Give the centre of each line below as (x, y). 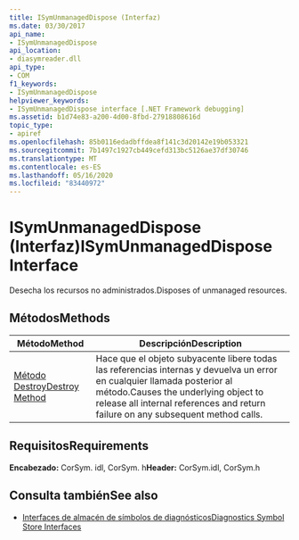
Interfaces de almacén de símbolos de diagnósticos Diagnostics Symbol (153, 517)
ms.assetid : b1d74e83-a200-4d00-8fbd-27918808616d (105, 117)
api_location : (36, 51)
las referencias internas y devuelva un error (186, 370)
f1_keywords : (33, 84)
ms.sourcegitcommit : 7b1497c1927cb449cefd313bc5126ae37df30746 (129, 150)
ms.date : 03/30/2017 (48, 26)
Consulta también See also (84, 496)
